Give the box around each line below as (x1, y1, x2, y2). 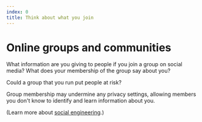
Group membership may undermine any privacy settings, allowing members (6, 90, 197, 98)
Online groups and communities (6, 41, 172, 55)
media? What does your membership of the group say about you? (6, 67, 171, 75)
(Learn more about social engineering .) (6, 109, 105, 116)
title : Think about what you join (6, 15, 94, 21)
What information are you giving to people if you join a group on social (6, 61, 183, 68)
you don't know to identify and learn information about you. (6, 97, 155, 104)
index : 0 (6, 8, 29, 15)
